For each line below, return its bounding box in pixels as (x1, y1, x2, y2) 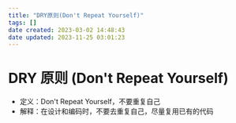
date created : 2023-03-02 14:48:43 (8, 26, 125, 34)
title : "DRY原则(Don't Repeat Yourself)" (8, 11, 144, 20)
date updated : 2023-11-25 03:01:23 (8, 33, 125, 42)
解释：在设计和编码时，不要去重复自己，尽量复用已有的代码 (19, 107, 214, 116)
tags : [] (8, 19, 37, 27)
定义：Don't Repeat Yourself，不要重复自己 (19, 97, 160, 107)
